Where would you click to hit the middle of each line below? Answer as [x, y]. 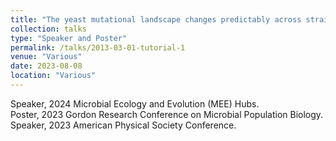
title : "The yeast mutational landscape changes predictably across [156, 19]
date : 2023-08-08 [46, 66]
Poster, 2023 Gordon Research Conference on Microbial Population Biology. [167, 114]
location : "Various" [53, 76]
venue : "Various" [46, 57]
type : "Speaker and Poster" [69, 38]
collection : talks [48, 29]
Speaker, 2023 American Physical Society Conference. [123, 125]
